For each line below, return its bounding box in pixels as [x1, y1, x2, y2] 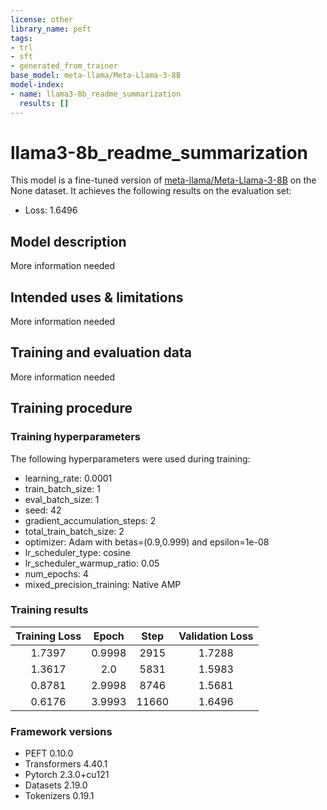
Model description [10, 233, 127, 250]
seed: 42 [24, 504, 62, 516]
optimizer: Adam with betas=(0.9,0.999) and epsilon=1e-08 [24, 536, 270, 548]
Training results [10, 603, 89, 617]
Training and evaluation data [10, 344, 192, 361]
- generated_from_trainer [10, 61, 118, 71]
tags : [10, 33, 33, 43]
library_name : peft [10, 24, 92, 34]
